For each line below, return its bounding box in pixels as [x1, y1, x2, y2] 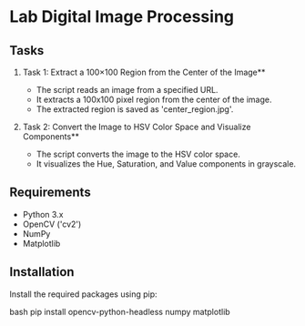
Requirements [9, 185, 91, 200]
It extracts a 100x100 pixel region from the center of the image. [36, 94, 272, 105]
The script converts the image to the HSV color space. [36, 148, 241, 159]
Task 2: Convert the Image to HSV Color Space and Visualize [22, 121, 251, 132]
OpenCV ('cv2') [22, 219, 82, 229]
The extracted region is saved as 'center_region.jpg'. [36, 104, 234, 115]
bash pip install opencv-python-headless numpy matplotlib [9, 306, 230, 317]
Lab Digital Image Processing [9, 6, 235, 27]
